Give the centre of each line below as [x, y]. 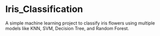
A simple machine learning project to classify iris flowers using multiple [80, 23]
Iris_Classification [44, 9]
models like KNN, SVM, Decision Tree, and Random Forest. [67, 28]
